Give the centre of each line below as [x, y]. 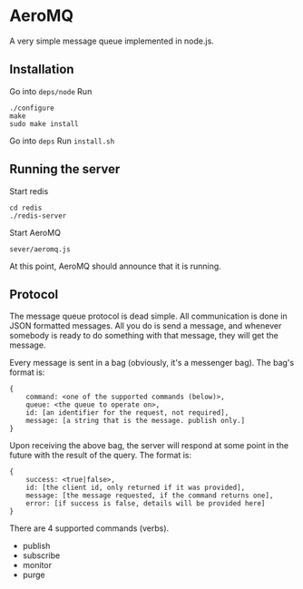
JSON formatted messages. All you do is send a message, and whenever [146, 326]
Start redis [29, 191]
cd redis [26, 208]
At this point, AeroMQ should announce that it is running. [116, 266]
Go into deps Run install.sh [62, 141]
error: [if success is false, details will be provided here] [146, 504]
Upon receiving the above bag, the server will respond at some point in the [149, 446]
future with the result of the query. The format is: [101, 456]
